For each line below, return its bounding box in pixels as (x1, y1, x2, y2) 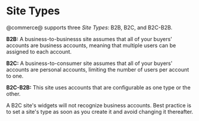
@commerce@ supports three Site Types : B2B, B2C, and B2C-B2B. (6, 24, 173, 31)
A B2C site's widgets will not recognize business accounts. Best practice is (6, 101, 192, 108)
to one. (6, 72, 24, 79)
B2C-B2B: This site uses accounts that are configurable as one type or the (6, 83, 191, 91)
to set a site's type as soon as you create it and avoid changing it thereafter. (6, 108, 194, 115)
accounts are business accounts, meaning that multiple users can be (6, 42, 176, 49)
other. (6, 90, 21, 97)
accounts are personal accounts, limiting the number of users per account (6, 66, 189, 73)
